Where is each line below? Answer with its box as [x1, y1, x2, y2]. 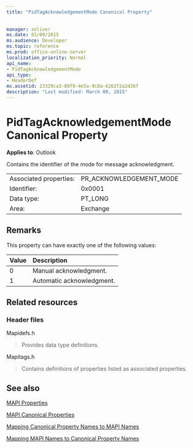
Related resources [6, 297, 78, 307]
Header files [6, 315, 44, 324]
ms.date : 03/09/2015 [6, 32, 60, 38]
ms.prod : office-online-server [6, 49, 87, 55]
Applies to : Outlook [6, 149, 57, 156]
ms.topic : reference [6, 44, 60, 50]
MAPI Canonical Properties [6, 411, 75, 419]
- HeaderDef [6, 77, 37, 83]
